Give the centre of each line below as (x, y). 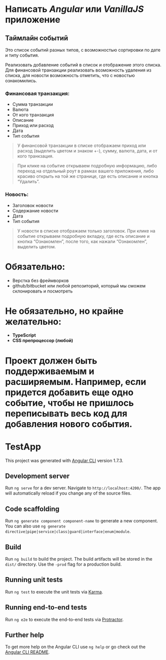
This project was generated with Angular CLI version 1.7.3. (64, 460)
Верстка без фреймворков (41, 280)
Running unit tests (34, 580)
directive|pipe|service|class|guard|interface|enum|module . (68, 531)
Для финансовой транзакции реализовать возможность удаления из (78, 70)
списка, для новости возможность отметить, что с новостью (70, 75)
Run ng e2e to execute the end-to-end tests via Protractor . (64, 619)
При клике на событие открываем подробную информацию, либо (87, 166)
